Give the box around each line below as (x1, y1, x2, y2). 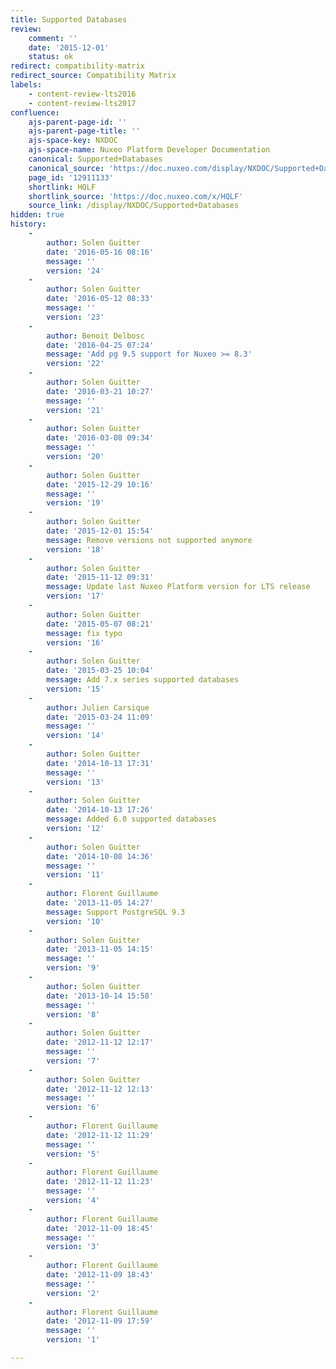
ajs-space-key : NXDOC (28, 136, 118, 146)
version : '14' (46, 731, 105, 741)
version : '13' (46, 777, 105, 787)
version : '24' (46, 266, 105, 276)
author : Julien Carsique (46, 702, 150, 713)
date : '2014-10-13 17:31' (46, 758, 155, 768)
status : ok (28, 52, 74, 62)
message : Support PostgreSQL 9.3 (46, 907, 186, 917)
